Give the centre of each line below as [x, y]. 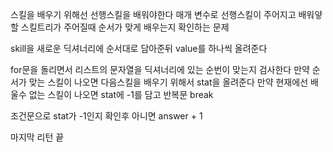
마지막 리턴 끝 [37, 137]
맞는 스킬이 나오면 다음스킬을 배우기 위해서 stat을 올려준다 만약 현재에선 [168, 82]
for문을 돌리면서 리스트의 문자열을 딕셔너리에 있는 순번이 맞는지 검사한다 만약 [160, 69]
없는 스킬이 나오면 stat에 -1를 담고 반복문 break [121, 94]
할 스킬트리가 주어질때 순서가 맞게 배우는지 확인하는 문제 [120, 27]
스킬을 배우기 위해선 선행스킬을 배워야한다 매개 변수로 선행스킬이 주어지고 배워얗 [166, 14]
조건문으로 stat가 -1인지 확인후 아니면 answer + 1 [106, 116]
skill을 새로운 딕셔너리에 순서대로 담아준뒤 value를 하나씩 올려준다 [139, 48]
